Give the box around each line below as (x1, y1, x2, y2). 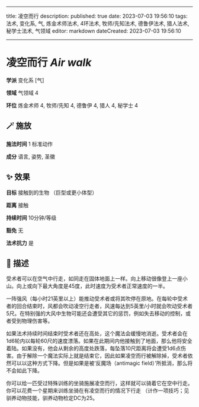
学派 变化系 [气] (6, 77, 44, 84)
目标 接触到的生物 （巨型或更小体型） (6, 189, 98, 196)
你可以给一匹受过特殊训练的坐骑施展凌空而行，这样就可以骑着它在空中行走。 (6, 380, 193, 387)
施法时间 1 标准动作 (6, 140, 53, 147)
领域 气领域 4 (6, 89, 38, 96)
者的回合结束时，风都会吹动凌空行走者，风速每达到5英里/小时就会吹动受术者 (6, 303, 193, 310)
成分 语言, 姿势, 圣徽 (6, 152, 55, 160)
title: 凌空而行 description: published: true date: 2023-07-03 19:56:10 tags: (6, 12, 188, 20)
